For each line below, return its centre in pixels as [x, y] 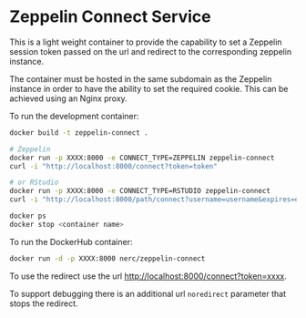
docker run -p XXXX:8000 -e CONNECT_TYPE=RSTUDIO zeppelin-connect [140, 191]
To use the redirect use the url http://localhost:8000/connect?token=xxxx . [148, 276]
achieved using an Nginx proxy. [68, 98]
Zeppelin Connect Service [110, 17]
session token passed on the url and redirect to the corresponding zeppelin [151, 51]
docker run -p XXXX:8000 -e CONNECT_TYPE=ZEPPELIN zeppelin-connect [142, 158]
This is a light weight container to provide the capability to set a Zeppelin [146, 42]
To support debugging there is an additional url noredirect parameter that [148, 293]
